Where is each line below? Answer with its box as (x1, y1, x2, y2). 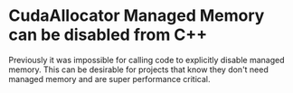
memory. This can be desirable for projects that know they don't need (8, 64, 269, 75)
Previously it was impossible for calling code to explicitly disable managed (8, 54, 285, 65)
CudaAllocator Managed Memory (8, 5, 265, 26)
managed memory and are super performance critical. (8, 73, 211, 84)
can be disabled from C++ (8, 24, 208, 45)
